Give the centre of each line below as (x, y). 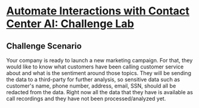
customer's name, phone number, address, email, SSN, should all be (91, 86)
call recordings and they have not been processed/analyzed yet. (86, 98)
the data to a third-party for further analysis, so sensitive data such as (93, 79)
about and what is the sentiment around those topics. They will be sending (99, 73)
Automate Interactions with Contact (98, 11)
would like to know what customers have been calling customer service (95, 67)
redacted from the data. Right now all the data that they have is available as (99, 92)
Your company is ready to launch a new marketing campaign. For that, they (99, 60)
